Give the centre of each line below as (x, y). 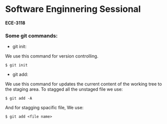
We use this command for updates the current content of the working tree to (83, 84)
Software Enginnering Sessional (73, 9)
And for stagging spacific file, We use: (44, 108)
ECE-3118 (15, 23)
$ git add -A (19, 98)
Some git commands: (32, 36)
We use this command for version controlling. (52, 56)
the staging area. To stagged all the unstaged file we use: (64, 89)
